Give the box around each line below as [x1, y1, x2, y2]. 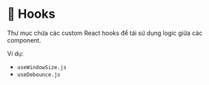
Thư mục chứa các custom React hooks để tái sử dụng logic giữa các [7, 29, 203, 37]
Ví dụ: [7, 49, 24, 58]
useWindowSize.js [16, 64, 67, 71]
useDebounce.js [16, 71, 61, 78]
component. [7, 36, 41, 44]
